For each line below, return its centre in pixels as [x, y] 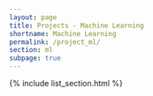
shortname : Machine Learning [63, 33]
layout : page [33, 17]
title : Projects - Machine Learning [76, 26]
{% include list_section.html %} [66, 83]
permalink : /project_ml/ [55, 42]
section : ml [31, 50]
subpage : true [35, 58]
